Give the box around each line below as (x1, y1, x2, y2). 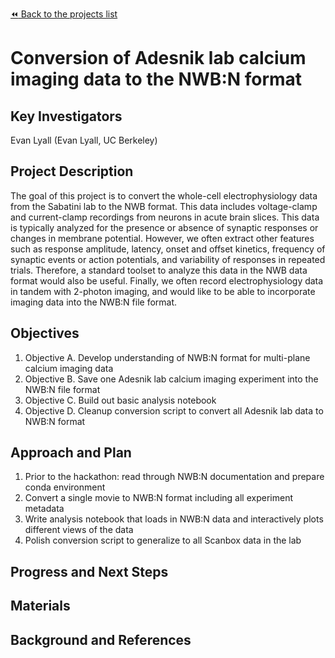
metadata (24, 503, 65, 515)
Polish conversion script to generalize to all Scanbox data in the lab (24, 534, 302, 547)
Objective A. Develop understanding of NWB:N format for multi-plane (24, 351, 311, 363)
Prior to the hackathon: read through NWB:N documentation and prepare (24, 471, 325, 483)
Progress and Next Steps (10, 563, 169, 580)
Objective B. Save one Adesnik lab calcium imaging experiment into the (24, 373, 319, 385)
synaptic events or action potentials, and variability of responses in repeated (10, 253, 326, 265)
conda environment (24, 481, 106, 493)
